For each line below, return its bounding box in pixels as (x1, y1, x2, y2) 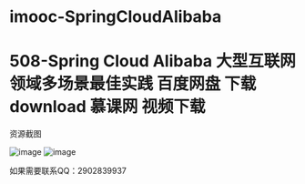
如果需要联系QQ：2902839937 (9, 166, 127, 177)
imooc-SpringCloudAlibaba (9, 6, 222, 27)
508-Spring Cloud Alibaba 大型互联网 (9, 51, 296, 72)
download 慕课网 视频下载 (9, 97, 206, 118)
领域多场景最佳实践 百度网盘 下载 (9, 74, 257, 95)
